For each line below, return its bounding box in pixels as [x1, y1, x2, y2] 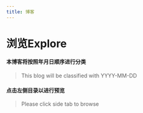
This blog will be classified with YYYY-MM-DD [21, 72, 138, 79]
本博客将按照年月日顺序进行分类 [6, 58, 86, 65]
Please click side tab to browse [21, 100, 99, 108]
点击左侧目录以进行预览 [6, 86, 65, 94]
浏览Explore [6, 37, 67, 50]
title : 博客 [6, 8, 35, 15]
